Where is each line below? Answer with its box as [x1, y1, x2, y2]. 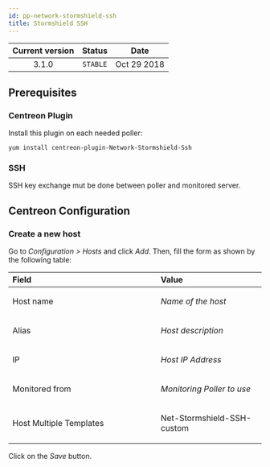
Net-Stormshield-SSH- [160, 412, 252, 424]
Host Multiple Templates [12, 418, 104, 429]
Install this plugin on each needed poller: [8, 128, 143, 138]
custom [160, 423, 189, 434]
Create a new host [8, 228, 81, 239]
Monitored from [12, 383, 72, 395]
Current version [12, 45, 75, 56]
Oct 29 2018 [115, 58, 165, 69]
